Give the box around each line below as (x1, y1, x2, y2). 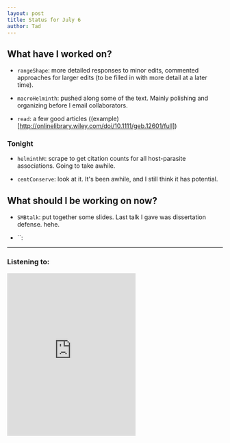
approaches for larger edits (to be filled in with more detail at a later (16, 73, 207, 82)
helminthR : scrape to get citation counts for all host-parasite (16, 155, 186, 163)
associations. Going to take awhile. (16, 162, 116, 170)
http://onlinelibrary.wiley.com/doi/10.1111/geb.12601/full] (19, 122, 175, 130)
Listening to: (7, 257, 50, 267)
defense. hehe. (16, 220, 60, 229)
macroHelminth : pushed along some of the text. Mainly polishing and (16, 94, 209, 103)
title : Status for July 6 (7, 16, 81, 23)
